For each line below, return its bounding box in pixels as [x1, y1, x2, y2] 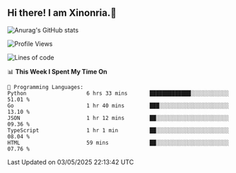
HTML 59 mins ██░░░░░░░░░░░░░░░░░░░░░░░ [7, 139, 230, 146]
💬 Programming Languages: [7, 83, 83, 90]
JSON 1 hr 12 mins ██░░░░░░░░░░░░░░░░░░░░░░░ [7, 114, 230, 121]
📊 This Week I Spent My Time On [7, 67, 107, 76]
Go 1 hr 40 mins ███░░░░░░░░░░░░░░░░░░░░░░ [7, 102, 230, 109]
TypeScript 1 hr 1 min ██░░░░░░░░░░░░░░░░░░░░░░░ [7, 126, 230, 134]
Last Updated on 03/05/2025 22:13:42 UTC [7, 157, 134, 166]
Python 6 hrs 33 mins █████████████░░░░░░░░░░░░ [7, 90, 230, 97]
